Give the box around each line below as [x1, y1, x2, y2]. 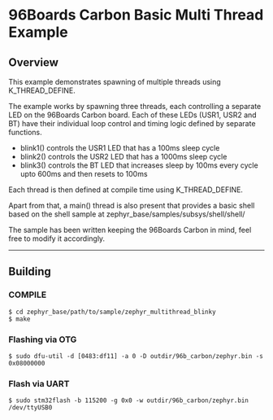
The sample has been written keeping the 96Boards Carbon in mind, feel [8, 225, 252, 234]
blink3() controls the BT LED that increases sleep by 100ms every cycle [19, 160, 258, 170]
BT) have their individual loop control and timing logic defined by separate [8, 119, 256, 128]
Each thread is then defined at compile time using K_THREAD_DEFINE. [8, 185, 244, 195]
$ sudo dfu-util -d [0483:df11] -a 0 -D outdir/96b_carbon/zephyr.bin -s [8, 352, 264, 360]
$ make [8, 315, 31, 323]
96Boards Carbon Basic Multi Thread [8, 6, 264, 24]
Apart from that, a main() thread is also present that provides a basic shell [8, 201, 255, 210]
